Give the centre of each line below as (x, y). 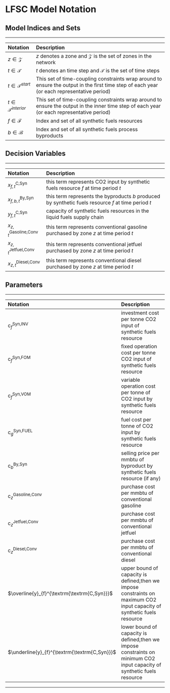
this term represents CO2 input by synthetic (98, 181)
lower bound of (139, 627)
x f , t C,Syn (18, 185)
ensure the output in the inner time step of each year (98, 106)
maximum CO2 (139, 600)
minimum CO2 (138, 659)
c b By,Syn (18, 466)
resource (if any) (141, 479)
